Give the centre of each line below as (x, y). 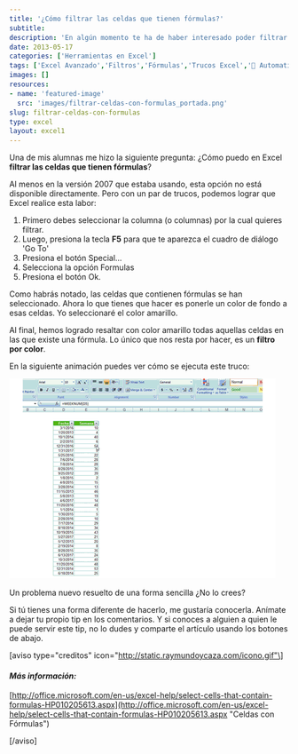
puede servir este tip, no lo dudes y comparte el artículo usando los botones (149, 629)
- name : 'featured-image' (57, 93)
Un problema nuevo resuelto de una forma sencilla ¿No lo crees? (127, 593)
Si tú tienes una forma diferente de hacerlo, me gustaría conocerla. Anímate (148, 610)
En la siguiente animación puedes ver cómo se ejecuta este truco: (129, 366)
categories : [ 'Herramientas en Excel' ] (83, 56)
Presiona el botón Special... (72, 258)
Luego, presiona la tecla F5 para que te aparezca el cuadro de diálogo (150, 239)
